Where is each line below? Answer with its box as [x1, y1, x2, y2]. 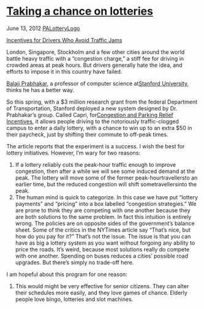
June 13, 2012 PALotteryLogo [6, 25, 80, 32]
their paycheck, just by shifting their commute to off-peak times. [6, 131, 168, 138]
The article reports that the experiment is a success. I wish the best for [6, 142, 185, 150]
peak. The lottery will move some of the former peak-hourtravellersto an [15, 174, 198, 181]
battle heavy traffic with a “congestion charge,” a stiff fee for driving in [6, 55, 184, 62]
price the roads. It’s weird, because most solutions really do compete [15, 245, 190, 253]
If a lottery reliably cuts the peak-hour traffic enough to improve [15, 161, 176, 168]
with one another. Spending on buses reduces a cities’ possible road [15, 252, 189, 259]
